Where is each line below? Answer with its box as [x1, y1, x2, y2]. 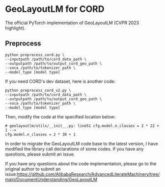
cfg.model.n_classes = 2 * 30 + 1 [5, 132, 76, 137]
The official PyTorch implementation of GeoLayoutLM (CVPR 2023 [5, 20, 139, 26]
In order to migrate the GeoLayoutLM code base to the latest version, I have [5, 141, 158, 147]
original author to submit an [5, 166, 61, 172]
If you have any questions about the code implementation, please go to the [5, 160, 157, 166]
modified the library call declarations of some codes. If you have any [5, 146, 144, 151]
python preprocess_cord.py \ [5, 52, 65, 57]
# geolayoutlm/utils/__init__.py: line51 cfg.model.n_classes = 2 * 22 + [5, 123, 160, 128]
